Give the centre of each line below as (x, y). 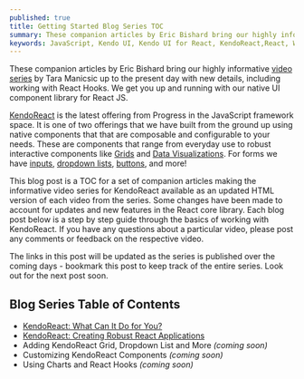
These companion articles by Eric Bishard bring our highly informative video (151, 69)
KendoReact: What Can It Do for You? (92, 326)
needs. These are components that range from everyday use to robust (140, 144)
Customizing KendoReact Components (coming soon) (123, 355)
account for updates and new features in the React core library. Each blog (147, 210)
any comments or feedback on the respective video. (107, 239)
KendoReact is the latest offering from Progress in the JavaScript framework (152, 115)
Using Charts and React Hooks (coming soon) (108, 364)
